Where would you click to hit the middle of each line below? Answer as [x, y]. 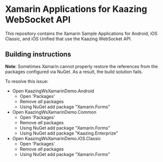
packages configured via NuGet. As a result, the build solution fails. [74, 72]
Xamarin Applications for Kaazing [76, 9]
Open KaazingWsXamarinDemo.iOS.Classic [57, 138]
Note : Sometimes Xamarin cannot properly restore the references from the [81, 66]
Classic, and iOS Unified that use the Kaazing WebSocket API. [69, 39]
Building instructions [38, 54]
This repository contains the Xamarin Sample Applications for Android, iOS [81, 33]
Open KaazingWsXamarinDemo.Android [53, 91]
